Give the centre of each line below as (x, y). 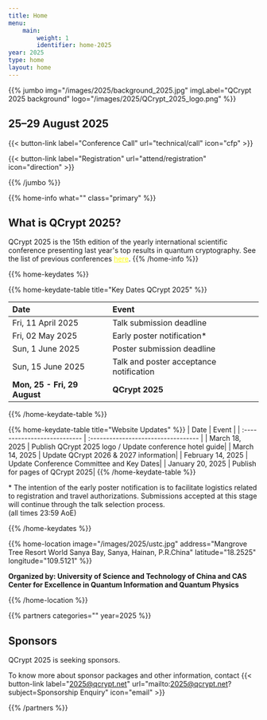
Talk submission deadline (160, 323)
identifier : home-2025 (74, 45)
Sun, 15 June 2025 (48, 367)
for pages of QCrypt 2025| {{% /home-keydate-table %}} (102, 472)
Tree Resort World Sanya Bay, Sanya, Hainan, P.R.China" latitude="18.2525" (132, 553)
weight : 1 (53, 38)
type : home (26, 61)
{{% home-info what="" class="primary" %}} (82, 198)
